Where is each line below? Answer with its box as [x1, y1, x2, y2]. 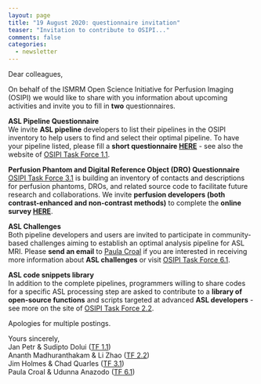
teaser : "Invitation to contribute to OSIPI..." [8, 26, 170, 34]
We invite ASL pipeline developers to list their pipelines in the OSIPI [8, 125, 226, 134]
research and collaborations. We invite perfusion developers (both [8, 190, 226, 199]
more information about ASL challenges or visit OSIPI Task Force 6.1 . [8, 255, 230, 264]
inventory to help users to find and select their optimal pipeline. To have [8, 133, 240, 142]
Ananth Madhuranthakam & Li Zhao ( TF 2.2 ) [8, 350, 150, 360]
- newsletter [15, 48, 58, 56]
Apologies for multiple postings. [8, 319, 111, 328]
